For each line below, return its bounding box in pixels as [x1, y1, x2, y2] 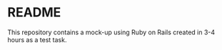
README [7, 4, 61, 21]
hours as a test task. [7, 35, 67, 44]
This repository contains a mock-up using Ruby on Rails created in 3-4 [7, 28, 216, 36]
